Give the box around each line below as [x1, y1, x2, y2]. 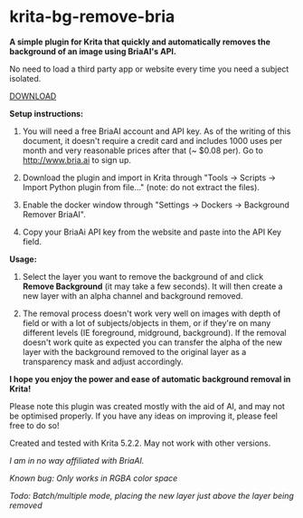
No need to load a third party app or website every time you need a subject [9, 63, 289, 74]
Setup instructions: [9, 108, 84, 119]
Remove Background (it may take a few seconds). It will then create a [22, 281, 283, 292]
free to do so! [9, 419, 60, 431]
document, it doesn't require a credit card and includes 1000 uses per [22, 135, 283, 146]
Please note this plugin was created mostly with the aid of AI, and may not [9, 400, 285, 411]
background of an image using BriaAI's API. [9, 45, 176, 56]
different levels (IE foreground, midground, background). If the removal [22, 327, 287, 338]
